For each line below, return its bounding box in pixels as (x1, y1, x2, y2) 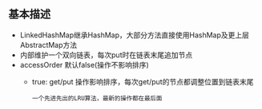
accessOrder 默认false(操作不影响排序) (19, 60, 150, 69)
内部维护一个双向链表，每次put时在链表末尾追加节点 (19, 50, 193, 60)
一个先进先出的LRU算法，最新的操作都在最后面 (31, 94, 163, 102)
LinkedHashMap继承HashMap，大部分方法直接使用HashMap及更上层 (19, 30, 250, 40)
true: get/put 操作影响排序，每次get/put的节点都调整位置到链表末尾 (31, 76, 254, 86)
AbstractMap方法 (19, 40, 78, 49)
